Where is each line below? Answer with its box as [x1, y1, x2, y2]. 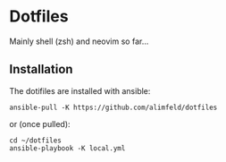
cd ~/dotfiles [9, 136, 63, 145]
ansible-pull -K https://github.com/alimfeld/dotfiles [9, 103, 218, 112]
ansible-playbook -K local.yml [9, 143, 126, 153]
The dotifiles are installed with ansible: [9, 85, 151, 96]
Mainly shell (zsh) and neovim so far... [9, 36, 149, 47]
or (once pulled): [9, 118, 71, 129]
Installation [9, 62, 73, 77]
